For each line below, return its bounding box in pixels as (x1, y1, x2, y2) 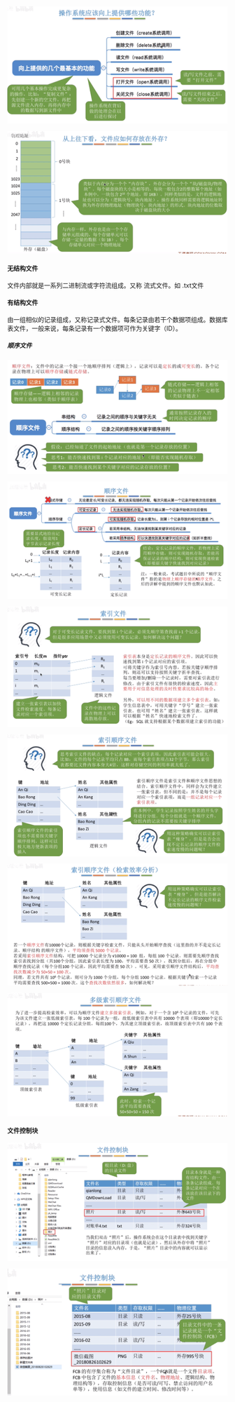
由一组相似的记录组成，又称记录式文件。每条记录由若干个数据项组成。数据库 (7, 315, 228, 323)
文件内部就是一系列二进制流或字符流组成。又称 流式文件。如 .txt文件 (7, 281, 204, 290)
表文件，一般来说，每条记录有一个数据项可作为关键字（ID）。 (7, 324, 182, 332)
